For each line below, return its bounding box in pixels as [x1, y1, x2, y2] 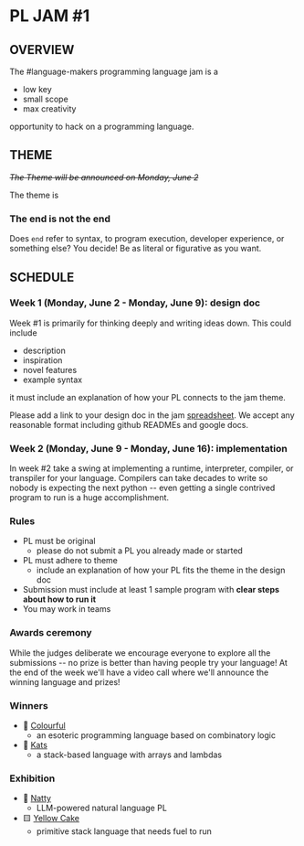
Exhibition [9, 772, 56, 785]
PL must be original [22, 536, 96, 547]
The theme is [9, 189, 59, 200]
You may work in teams [22, 604, 111, 615]
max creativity [22, 103, 77, 114]
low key [22, 84, 52, 94]
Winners [9, 699, 48, 712]
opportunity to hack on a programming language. [9, 121, 194, 132]
